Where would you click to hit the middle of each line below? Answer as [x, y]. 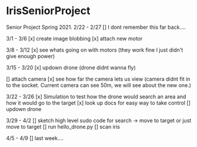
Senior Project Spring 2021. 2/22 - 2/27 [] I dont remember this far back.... [96, 27]
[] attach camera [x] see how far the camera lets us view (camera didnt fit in [98, 79]
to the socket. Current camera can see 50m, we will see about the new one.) [98, 85]
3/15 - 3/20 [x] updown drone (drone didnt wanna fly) [71, 67]
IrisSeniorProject [48, 11]
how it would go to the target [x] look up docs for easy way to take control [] [98, 103]
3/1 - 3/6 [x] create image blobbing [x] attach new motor [74, 38]
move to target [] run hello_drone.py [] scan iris [63, 126]
